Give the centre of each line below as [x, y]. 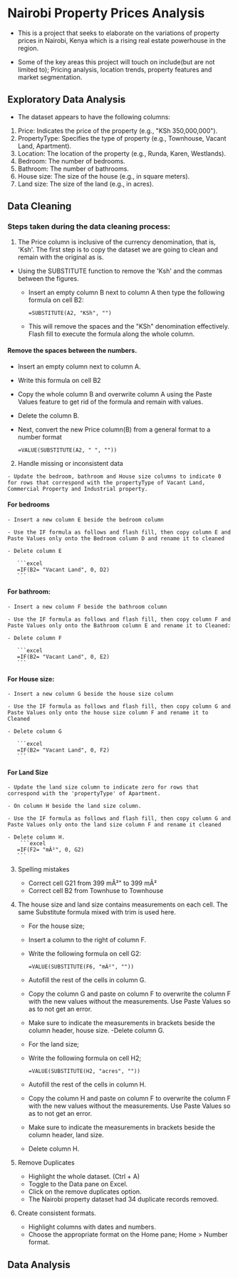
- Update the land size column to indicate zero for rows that [103, 787]
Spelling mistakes [43, 869]
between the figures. [48, 279]
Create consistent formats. [57, 1213]
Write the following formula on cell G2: [84, 954]
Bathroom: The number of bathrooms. [73, 169]
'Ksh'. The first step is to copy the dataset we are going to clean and [118, 250]
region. [28, 48]
